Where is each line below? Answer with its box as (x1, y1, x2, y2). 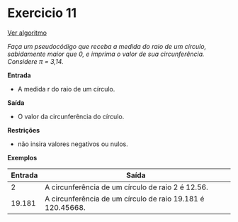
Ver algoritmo (7, 28, 47, 37)
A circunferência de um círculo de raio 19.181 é (45, 194, 205, 204)
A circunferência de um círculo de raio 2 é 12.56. (45, 182, 209, 192)
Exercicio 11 (7, 5, 77, 21)
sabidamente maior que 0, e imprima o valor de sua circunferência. (7, 50, 205, 58)
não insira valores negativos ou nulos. (17, 140, 129, 148)
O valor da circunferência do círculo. (17, 112, 125, 121)
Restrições (7, 126, 40, 134)
